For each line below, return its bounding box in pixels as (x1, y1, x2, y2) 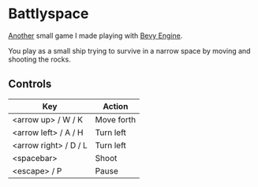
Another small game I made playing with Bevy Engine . (8, 31, 183, 40)
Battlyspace (8, 5, 89, 23)
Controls (8, 77, 52, 91)
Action (102, 100, 129, 111)
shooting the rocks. (8, 54, 71, 64)
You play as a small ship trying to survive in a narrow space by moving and (8, 46, 251, 55)
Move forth (95, 114, 136, 125)
